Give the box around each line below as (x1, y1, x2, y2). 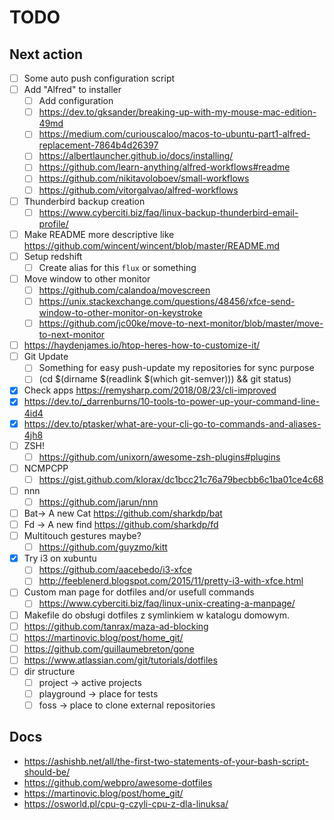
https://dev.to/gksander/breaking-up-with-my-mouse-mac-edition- (38, 106, 317, 118)
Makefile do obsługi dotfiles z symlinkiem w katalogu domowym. (23, 609, 291, 621)
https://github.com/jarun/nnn (38, 496, 159, 508)
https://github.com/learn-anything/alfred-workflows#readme (38, 161, 291, 173)
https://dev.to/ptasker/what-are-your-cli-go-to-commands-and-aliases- (23, 417, 322, 430)
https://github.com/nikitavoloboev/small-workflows (38, 172, 250, 185)
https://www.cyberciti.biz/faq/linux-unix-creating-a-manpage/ (38, 597, 296, 610)
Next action (9, 46, 84, 63)
